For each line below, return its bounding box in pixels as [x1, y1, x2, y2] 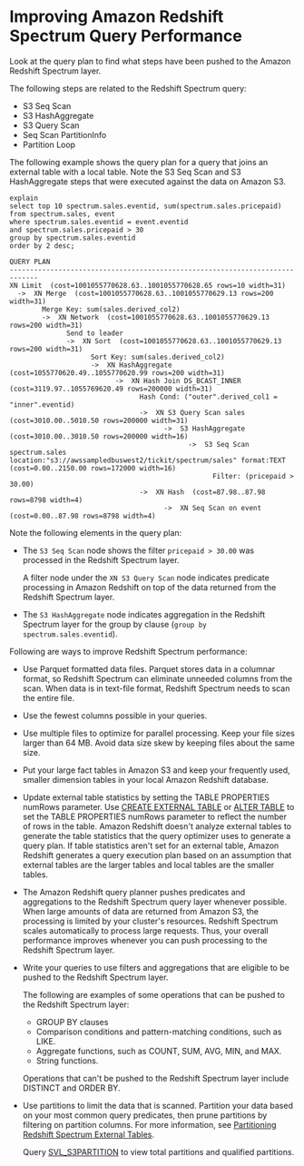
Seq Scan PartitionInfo [22, 129, 107, 140]
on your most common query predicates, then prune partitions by [22, 1110, 268, 1121]
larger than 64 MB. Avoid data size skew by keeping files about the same [22, 737, 295, 748]
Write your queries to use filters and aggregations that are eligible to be [22, 962, 290, 973]
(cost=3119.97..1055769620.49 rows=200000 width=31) [9, 384, 213, 393]
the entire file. [22, 692, 75, 703]
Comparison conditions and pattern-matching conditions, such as [35, 1026, 282, 1037]
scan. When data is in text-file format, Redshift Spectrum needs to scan [22, 683, 290, 694]
